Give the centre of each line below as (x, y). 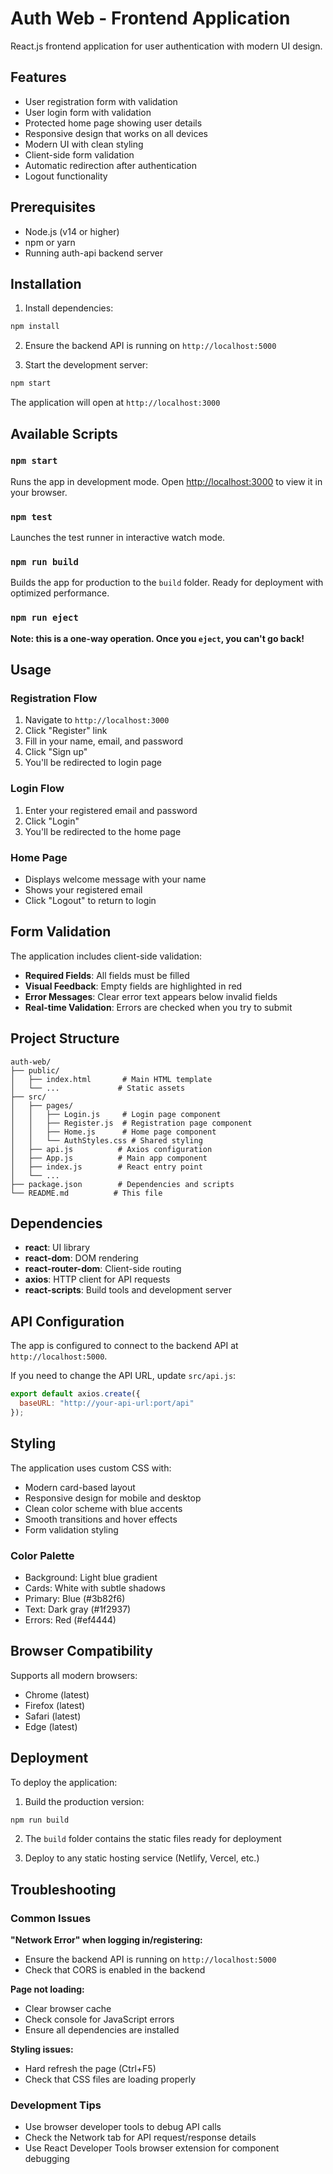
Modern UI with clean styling (84, 144)
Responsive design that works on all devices (116, 133)
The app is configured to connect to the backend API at (124, 1346)
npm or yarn (50, 242)
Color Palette (42, 1555)
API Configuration (67, 1321)
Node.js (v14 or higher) (72, 231)
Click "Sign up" (56, 752)
